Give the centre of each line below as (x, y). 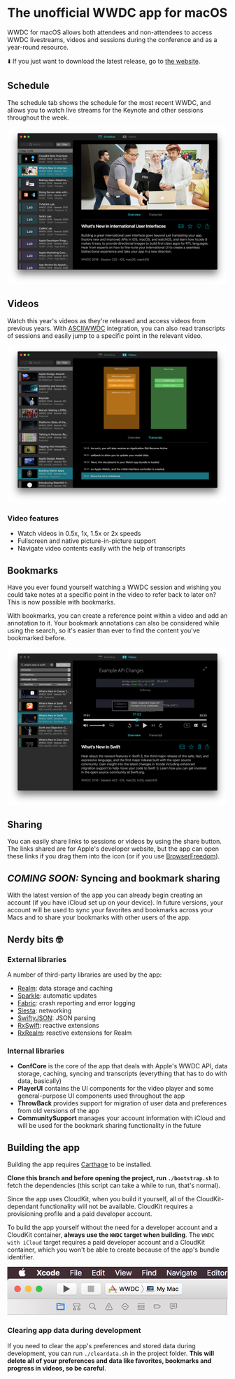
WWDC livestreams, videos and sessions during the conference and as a (112, 39)
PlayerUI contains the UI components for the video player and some (115, 1089)
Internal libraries (36, 1051)
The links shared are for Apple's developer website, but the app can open (113, 849)
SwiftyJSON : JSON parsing (57, 1018)
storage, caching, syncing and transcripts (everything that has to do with (122, 1074)
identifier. (21, 1257)
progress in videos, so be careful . (57, 1368)
